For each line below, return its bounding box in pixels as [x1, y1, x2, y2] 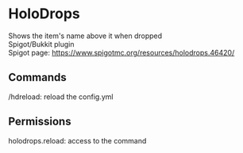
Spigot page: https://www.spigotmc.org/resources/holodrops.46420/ [8, 48, 235, 57]
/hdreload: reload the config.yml [8, 92, 114, 101]
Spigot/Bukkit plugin [8, 39, 75, 48]
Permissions [8, 115, 71, 128]
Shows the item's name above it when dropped [8, 31, 163, 40]
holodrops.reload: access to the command [8, 136, 147, 145]
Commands [8, 71, 67, 84]
